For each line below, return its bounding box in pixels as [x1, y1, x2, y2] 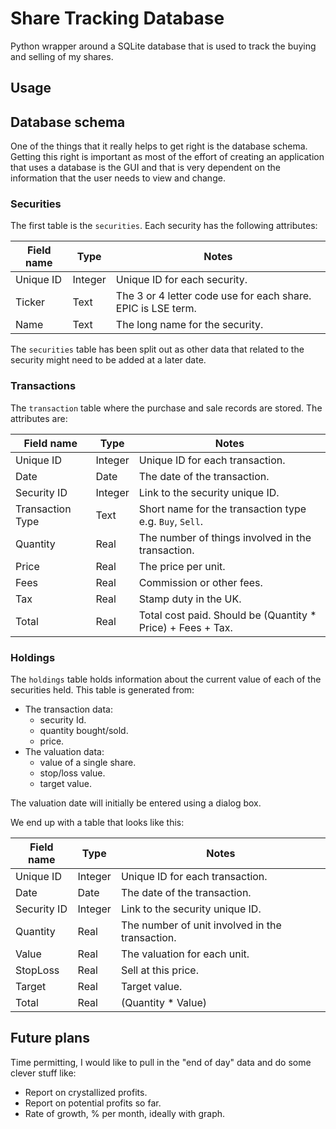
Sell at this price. [120, 963, 199, 977]
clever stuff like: [10, 1067, 77, 1079]
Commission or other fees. [138, 575, 263, 589]
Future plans [10, 1030, 90, 1047]
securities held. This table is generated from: [10, 684, 195, 696]
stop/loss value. [39, 767, 106, 779]
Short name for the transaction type [138, 502, 307, 516]
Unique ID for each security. [115, 273, 248, 287]
